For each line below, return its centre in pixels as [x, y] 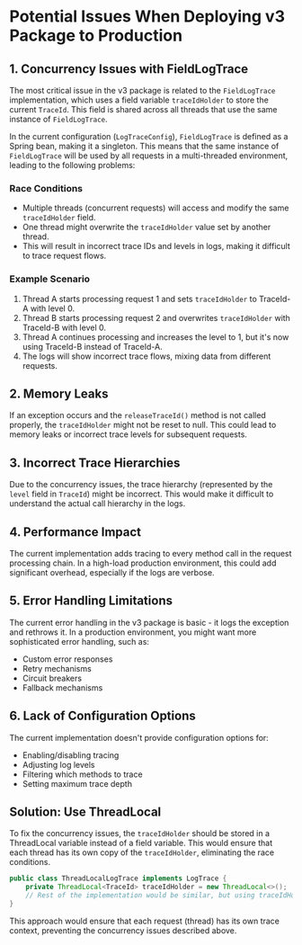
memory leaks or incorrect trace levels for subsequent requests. [128, 434]
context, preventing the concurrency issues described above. [123, 930]
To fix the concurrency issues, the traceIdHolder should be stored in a [140, 834]
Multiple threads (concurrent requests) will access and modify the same [155, 208]
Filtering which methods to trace [82, 774]
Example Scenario [50, 279]
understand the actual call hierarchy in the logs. [98, 504]
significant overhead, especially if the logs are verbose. [112, 573]
